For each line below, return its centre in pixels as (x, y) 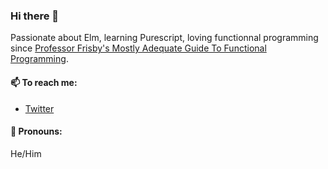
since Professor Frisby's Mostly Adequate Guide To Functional (138, 48)
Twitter (39, 108)
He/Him (26, 153)
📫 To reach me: (44, 82)
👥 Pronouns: (36, 131)
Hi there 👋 (35, 16)
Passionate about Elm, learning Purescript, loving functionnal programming (164, 38)
